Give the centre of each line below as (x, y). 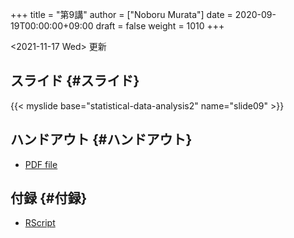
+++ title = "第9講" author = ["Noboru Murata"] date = (121, 14)
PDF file (41, 164)
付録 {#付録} (49, 198)
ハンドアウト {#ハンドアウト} (101, 139)
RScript (40, 223)
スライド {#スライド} (75, 81)
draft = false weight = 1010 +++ (160, 26)
